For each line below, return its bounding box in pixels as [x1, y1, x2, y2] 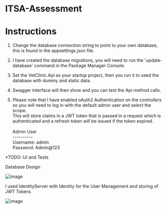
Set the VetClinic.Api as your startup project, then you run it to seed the [12, 72, 160, 78]
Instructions [5, 26, 57, 37]
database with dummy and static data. [12, 78, 91, 84]
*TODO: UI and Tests [5, 154, 49, 160]
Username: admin [12, 139, 49, 145]
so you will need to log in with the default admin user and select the [12, 102, 152, 108]
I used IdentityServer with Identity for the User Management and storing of [5, 183, 159, 190]
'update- [144, 57, 163, 63]
